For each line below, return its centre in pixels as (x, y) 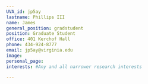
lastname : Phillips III (36, 17)
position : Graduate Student (41, 34)
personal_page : (25, 61)
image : (14, 56)
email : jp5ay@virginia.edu (40, 50)
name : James (21, 22)
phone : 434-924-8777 (32, 45)
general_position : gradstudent (45, 28)
